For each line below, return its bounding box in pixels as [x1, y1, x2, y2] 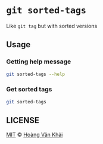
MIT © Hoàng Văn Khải [6, 131, 63, 139]
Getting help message [6, 57, 71, 66]
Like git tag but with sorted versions [6, 22, 98, 29]
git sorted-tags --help [6, 71, 65, 77]
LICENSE [6, 115, 40, 125]
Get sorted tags [6, 85, 52, 94]
